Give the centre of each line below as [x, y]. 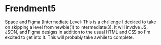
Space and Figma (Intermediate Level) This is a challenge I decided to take [80, 22]
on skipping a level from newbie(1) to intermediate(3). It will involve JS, [77, 27]
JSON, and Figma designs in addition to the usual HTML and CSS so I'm [78, 32]
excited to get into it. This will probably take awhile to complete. [69, 37]
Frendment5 [31, 8]
